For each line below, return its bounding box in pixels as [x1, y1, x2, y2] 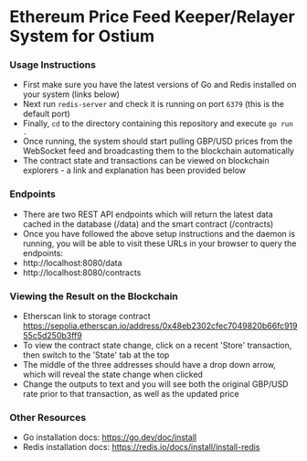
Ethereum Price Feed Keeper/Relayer [9, 6, 295, 27]
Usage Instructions [9, 59, 96, 71]
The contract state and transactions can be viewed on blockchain [22, 155, 270, 166]
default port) [22, 108, 70, 120]
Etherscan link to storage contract [22, 311, 151, 322]
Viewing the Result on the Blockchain [9, 290, 178, 303]
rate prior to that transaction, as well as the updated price [22, 389, 239, 400]
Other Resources [9, 412, 87, 423]
